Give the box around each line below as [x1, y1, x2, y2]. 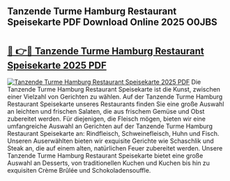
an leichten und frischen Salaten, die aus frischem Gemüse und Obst [7, 107, 205, 115]
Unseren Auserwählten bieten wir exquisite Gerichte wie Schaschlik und [7, 137, 214, 145]
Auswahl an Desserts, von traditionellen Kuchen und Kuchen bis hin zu [7, 159, 210, 167]
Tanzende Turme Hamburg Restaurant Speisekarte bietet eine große [7, 152, 204, 160]
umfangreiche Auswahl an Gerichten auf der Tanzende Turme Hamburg [7, 122, 213, 130]
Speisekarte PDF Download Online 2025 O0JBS [7, 17, 217, 28]
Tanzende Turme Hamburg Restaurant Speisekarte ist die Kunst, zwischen [7, 85, 221, 93]
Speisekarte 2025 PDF [7, 59, 107, 71]
